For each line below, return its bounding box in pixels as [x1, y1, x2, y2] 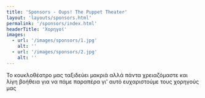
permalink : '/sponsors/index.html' [6, 20, 98, 26]
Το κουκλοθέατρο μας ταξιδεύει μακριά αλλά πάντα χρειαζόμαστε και [6, 71, 188, 78]
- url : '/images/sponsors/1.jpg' [12, 37, 98, 43]
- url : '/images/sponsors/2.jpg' [12, 49, 98, 55]
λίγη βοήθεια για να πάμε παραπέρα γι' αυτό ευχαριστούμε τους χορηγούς [6, 78, 199, 85]
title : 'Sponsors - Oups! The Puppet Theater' [6, 9, 128, 15]
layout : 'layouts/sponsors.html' [6, 15, 92, 21]
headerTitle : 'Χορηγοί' [6, 26, 68, 32]
